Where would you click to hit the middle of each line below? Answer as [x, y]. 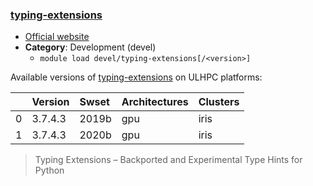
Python [49, 170]
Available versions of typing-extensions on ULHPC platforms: [136, 77]
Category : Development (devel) [90, 47]
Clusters [219, 102]
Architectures [155, 102]
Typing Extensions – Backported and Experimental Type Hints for [168, 160]
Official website [57, 37]
